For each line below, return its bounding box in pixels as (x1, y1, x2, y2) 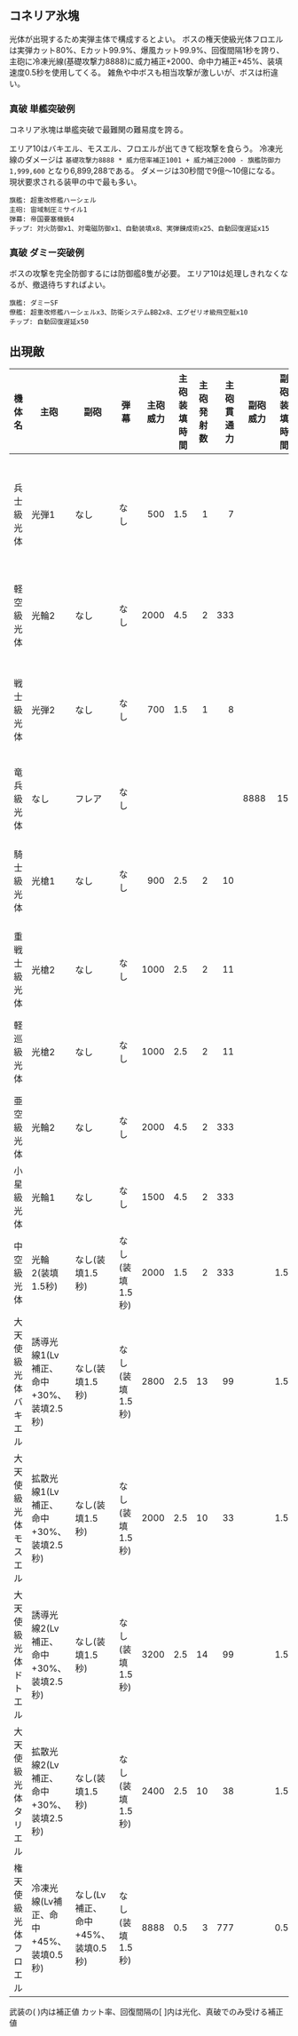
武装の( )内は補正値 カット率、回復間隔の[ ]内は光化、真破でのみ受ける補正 (9, 2007, 284, 2017)
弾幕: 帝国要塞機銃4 (9, 215, 74, 224)
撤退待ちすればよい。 (32, 279, 111, 290)
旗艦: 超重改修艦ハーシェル (9, 196, 97, 205)
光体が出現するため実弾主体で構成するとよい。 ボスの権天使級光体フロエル (9, 34, 284, 44)
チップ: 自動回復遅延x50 (9, 318, 89, 327)
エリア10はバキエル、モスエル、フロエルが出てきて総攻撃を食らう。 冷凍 (9, 143, 276, 154)
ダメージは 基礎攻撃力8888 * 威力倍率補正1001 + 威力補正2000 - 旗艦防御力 (24, 155, 281, 165)
